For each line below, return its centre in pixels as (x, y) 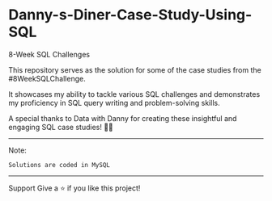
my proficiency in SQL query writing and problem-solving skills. (114, 103)
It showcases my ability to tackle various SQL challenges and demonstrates (134, 94)
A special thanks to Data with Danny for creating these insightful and (123, 118)
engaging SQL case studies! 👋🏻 (61, 127)
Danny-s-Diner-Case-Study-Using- (130, 15)
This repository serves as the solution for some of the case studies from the (135, 69)
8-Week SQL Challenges (49, 54)
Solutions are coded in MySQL (59, 165)
